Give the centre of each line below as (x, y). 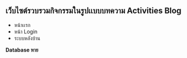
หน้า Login (26, 31)
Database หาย (22, 50)
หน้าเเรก (22, 25)
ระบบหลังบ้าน (27, 38)
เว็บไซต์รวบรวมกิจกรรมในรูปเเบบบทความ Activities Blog (93, 11)
